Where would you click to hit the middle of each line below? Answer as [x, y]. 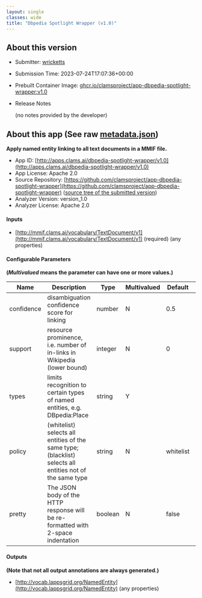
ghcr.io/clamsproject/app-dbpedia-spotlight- [135, 86]
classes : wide [24, 17]
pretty [18, 514]
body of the [63, 495]
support [20, 349]
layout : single [25, 12]
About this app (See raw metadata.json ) [82, 134]
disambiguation [69, 297]
